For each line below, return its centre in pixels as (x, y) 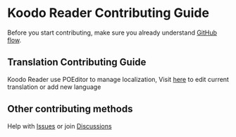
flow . (14, 40)
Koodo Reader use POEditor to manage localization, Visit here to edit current (118, 79)
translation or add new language (54, 87)
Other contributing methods (70, 109)
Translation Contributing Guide (77, 62)
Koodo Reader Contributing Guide (108, 13)
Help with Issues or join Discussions (60, 126)
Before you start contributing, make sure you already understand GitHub (112, 32)
